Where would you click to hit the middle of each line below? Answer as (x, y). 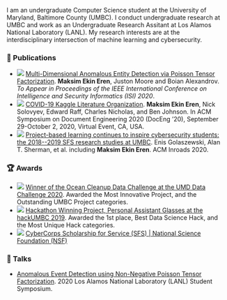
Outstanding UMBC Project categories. (72, 202)
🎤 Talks (19, 259)
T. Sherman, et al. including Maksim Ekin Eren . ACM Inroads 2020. (112, 150)
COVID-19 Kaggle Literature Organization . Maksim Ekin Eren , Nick (120, 105)
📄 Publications (31, 57)
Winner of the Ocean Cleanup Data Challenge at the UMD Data (116, 187)
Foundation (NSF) (42, 241)
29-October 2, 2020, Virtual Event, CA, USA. (80, 127)
